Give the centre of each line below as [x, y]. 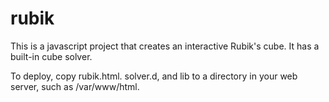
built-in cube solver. [51, 56]
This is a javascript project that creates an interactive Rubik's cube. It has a [165, 46]
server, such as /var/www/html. [75, 86]
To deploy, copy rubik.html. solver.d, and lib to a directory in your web [154, 76]
